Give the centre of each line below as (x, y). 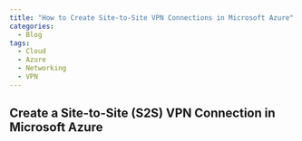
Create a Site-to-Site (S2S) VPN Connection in (142, 113)
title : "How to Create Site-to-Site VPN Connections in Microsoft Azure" (152, 18)
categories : (32, 26)
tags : (19, 43)
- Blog (30, 34)
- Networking (42, 69)
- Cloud (32, 52)
